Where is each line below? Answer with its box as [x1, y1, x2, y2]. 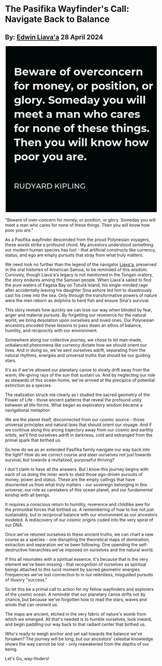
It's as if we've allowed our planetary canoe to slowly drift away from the [5, 367, 150, 373]
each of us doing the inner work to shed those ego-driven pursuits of [5, 472, 143, 477]
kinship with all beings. [5, 492, 51, 498]
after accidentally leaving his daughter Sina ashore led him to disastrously [5, 287, 152, 293]
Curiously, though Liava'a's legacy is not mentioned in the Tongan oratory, [5, 272, 153, 278]
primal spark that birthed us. [5, 437, 61, 443]
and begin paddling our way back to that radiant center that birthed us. [5, 621, 146, 627]
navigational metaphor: [5, 407, 51, 413]
